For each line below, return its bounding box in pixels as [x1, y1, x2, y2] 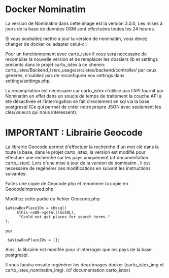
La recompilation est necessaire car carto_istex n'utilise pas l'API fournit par [5, 87, 164, 93]
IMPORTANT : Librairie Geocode [5, 127, 143, 138]
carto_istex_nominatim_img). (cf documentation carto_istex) [5, 267, 130, 273]
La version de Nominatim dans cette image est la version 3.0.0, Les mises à [5, 20, 163, 26]
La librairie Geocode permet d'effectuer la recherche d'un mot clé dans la [5, 144, 159, 150]
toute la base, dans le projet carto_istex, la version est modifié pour [5, 149, 146, 155]
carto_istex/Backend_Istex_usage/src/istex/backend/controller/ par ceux [5, 67, 157, 73]
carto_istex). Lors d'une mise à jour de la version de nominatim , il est [5, 160, 150, 166]
